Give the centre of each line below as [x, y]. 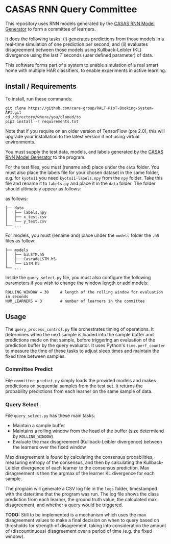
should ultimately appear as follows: [43, 189]
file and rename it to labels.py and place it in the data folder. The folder [80, 183]
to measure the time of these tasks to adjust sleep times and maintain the [82, 351]
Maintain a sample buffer [39, 426]
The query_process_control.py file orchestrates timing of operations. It [80, 329]
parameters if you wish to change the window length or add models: [77, 283]
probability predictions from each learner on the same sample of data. [79, 391]
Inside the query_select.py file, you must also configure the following [78, 277]
